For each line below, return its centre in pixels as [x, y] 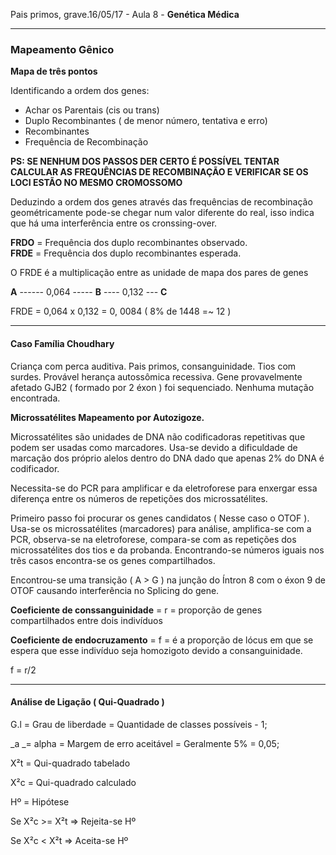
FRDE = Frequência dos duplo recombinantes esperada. [126, 253]
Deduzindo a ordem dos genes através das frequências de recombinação [161, 202]
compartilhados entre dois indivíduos [86, 620]
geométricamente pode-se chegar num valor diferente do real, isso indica [162, 213]
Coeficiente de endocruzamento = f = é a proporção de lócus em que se [162, 640]
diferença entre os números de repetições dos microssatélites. [139, 498]
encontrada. [35, 398]
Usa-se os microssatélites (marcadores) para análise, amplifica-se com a [161, 528]
